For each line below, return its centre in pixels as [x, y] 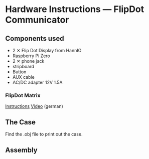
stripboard [23, 66]
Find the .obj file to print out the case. [44, 134]
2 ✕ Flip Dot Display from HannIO [47, 50]
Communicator [37, 20]
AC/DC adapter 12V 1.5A [37, 82]
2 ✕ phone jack [28, 61]
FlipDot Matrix [23, 95]
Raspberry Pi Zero [31, 56]
